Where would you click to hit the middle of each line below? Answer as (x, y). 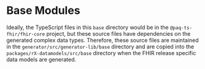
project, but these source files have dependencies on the (118, 33)
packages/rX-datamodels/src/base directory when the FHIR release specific (101, 53)
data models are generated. (41, 59)
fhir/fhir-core (26, 34)
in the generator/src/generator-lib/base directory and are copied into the (100, 47)
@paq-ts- (181, 28)
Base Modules (44, 11)
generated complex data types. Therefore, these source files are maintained (103, 40)
